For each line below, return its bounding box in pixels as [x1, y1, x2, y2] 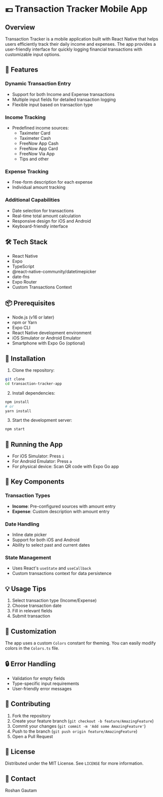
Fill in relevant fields [12, 608, 53, 614]
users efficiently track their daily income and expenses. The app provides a [5, 41, 156, 47]
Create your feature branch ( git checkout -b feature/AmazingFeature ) [12, 718, 154, 724]
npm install [5, 399, 29, 404]
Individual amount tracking [12, 184, 66, 190]
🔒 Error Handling [5, 660, 56, 668]
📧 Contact [5, 775, 36, 783]
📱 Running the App [5, 440, 63, 449]
